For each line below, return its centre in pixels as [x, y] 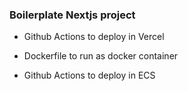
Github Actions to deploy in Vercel [94, 37]
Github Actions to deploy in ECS [89, 75]
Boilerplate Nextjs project [72, 15]
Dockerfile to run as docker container [101, 56]
